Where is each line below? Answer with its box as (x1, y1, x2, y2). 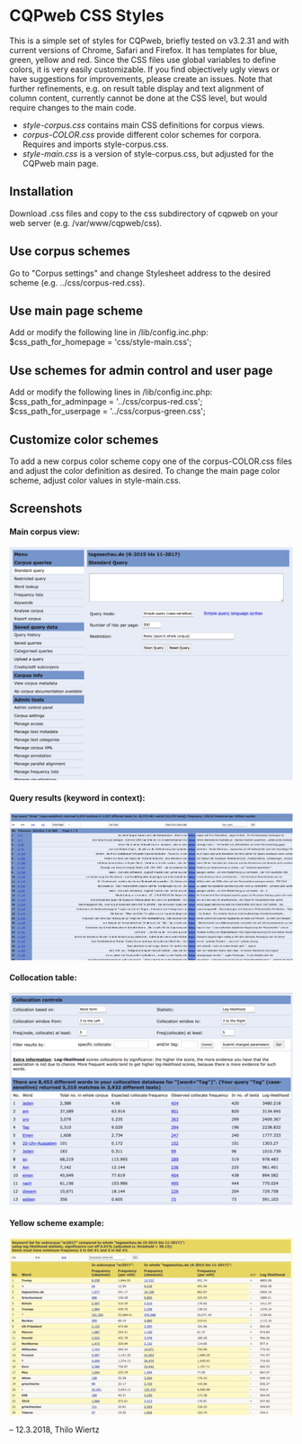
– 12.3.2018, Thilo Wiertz (9, 1424, 101, 1435)
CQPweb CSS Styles (9, 5, 164, 26)
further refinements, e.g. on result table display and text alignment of (9, 83, 265, 94)
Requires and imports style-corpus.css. (22, 139, 169, 150)
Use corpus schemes (9, 244, 130, 259)
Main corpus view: (9, 526, 81, 537)
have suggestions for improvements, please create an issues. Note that (9, 73, 273, 84)
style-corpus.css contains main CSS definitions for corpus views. (22, 119, 265, 131)
